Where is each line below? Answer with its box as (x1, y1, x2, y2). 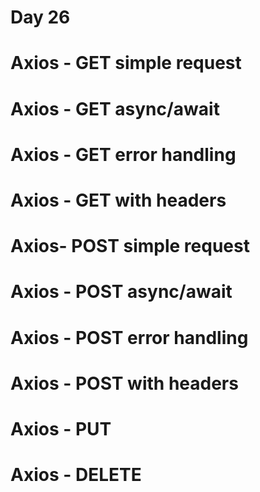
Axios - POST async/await (10, 281, 233, 303)
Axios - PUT (10, 417, 112, 440)
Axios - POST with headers (10, 372, 239, 395)
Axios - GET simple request (10, 52, 242, 75)
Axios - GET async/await (10, 97, 220, 120)
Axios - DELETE (10, 464, 142, 486)
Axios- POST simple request (10, 235, 250, 258)
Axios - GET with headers (10, 189, 227, 211)
